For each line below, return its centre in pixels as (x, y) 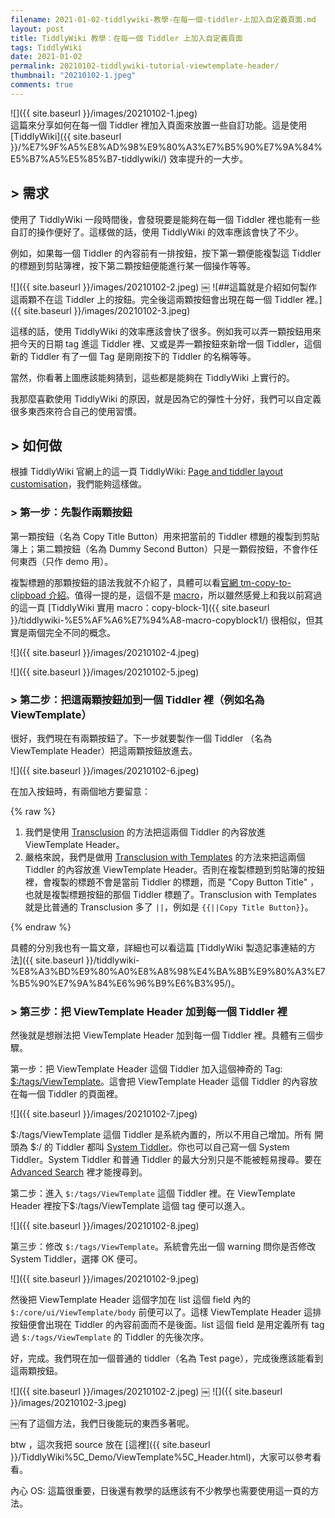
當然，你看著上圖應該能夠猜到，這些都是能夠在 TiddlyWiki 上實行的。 (153, 377)
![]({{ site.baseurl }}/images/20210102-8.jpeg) (105, 1226)
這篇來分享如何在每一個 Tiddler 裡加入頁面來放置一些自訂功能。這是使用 (159, 125)
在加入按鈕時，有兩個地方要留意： (80, 791)
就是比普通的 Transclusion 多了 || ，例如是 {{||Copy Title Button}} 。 (169, 907)
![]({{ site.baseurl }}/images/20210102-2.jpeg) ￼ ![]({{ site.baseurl (146, 1392)
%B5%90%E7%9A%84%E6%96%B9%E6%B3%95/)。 (125, 983)
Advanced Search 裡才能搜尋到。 (79, 1172)
